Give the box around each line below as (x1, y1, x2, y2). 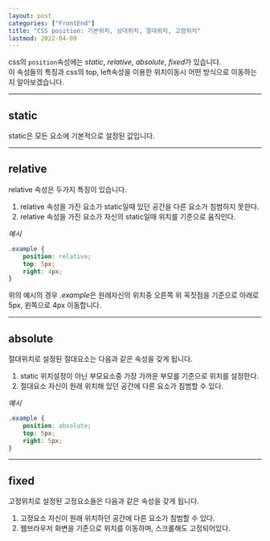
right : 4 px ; (22, 267, 63, 276)
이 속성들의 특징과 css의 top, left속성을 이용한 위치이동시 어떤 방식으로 (8, 68, 230, 77)
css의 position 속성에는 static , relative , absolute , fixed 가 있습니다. (8, 57, 222, 67)
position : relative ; (22, 252, 92, 260)
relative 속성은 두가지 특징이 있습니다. (8, 184, 127, 194)
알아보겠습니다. (16, 77, 65, 87)
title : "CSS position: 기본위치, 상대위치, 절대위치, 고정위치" (8, 27, 201, 35)
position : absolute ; (22, 421, 92, 430)
